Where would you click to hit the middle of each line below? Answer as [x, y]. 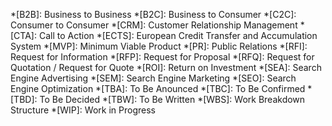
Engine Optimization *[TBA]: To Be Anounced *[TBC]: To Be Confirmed [158, 88]
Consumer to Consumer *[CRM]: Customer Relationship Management [154, 25]
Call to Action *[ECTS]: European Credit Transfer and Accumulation [178, 35]
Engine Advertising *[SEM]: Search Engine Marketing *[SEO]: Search [153, 78]
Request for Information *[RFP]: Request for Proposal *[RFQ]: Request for [162, 57]
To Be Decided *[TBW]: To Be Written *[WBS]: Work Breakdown [172, 99]
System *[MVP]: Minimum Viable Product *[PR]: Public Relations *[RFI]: [159, 46]
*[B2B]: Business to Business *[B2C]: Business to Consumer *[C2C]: [153, 14]
